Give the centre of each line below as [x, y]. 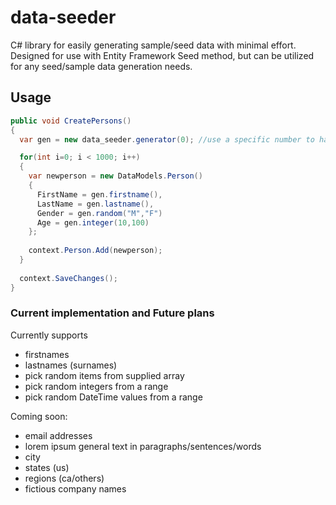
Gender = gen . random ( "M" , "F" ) [99, 213]
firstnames [47, 354]
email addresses [58, 435]
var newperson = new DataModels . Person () [115, 176]
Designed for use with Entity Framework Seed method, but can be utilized [162, 55]
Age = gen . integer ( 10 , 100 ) [93, 222]
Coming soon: [39, 416]
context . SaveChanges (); [68, 278]
